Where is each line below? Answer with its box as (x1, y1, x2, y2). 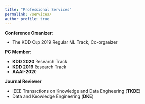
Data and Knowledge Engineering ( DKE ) (12, 93, 94, 99)
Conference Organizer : (5, 30, 53, 36)
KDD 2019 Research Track (12, 64, 67, 69)
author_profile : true (5, 16, 50, 21)
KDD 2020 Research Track (12, 59, 68, 65)
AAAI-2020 (12, 69, 37, 75)
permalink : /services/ (5, 12, 52, 17)
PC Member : (5, 49, 31, 55)
